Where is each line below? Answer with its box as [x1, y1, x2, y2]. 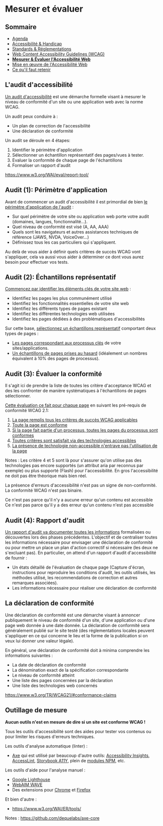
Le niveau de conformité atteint [12, 672, 75, 678]
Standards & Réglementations [12, 46, 72, 52]
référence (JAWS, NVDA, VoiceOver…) [12, 234, 89, 240]
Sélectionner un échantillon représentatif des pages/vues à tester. [12, 152, 144, 158]
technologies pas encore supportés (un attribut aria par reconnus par [5, 463, 144, 468]
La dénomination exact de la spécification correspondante [12, 667, 129, 673]
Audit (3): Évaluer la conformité [5, 370, 102, 378]
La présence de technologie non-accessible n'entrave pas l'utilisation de [12, 443, 158, 449]
